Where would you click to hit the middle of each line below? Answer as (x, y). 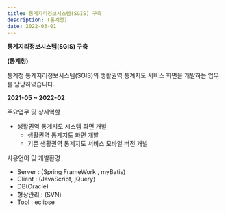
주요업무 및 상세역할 (34, 112)
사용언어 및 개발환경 (34, 158)
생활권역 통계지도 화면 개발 (63, 135)
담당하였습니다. (35, 84)
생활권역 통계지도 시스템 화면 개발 (62, 127)
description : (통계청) (37, 20)
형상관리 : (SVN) (39, 195)
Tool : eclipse (36, 202)
